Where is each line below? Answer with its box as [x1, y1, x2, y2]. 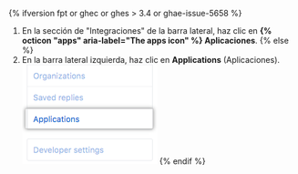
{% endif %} [159, 156, 206, 167]
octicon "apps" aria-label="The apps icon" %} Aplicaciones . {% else [21, 36, 289, 46]
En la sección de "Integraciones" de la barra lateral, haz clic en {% [21, 26, 272, 36]
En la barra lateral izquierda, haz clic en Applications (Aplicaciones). [21, 55, 280, 65]
